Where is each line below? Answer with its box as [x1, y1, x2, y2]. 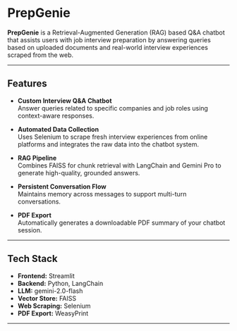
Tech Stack [7, 253, 58, 265]
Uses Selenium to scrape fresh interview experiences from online [17, 132, 208, 141]
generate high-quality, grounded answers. [17, 168, 140, 177]
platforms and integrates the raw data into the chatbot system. [17, 139, 200, 149]
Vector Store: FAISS [17, 294, 77, 302]
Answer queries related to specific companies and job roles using [17, 104, 208, 112]
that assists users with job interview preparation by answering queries [7, 35, 212, 44]
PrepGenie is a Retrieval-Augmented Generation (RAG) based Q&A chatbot [7, 28, 226, 37]
